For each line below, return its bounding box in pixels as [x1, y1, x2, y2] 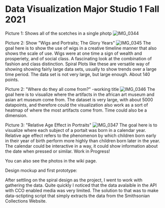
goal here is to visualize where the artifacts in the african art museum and [5, 91, 155, 97]
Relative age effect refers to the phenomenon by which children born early [5, 132, 157, 138]
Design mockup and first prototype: [5, 167, 77, 173]
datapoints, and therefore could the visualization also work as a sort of [5, 102, 148, 108]
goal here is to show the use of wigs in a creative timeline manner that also [5, 45, 157, 51]
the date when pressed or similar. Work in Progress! [5, 148, 110, 154]
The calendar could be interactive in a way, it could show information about [5, 143, 158, 149]
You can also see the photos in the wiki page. [5, 158, 98, 164]
